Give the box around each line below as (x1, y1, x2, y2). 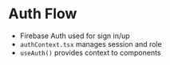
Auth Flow (8, 5, 77, 23)
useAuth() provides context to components (19, 48, 161, 57)
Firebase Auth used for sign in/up (19, 31, 130, 40)
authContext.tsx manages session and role (19, 39, 162, 48)
